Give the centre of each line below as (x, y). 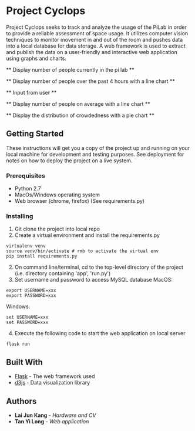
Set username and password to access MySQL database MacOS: (94, 280)
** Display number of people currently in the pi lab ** (70, 69)
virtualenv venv (26, 246)
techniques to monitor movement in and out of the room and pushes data (95, 39)
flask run (18, 344)
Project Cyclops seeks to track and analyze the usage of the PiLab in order (96, 27)
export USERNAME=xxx (31, 290)
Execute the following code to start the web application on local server (100, 333)
